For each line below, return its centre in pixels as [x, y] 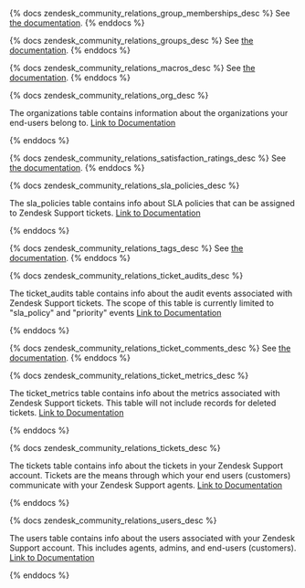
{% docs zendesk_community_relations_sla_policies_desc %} [125, 185]
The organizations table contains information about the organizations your [149, 113]
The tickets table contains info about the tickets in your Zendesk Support [146, 466]
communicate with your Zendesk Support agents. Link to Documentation [146, 485]
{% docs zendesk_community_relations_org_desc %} [109, 95]
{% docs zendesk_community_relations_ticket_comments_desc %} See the [150, 348]
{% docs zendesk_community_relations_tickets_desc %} [115, 448]
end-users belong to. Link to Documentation [93, 123]
